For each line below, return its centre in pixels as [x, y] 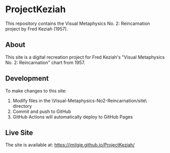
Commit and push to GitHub [42, 111]
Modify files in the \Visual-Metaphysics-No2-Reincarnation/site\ [80, 101]
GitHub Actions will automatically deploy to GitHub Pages [73, 117]
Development [27, 79]
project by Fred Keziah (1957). [37, 28]
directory [22, 106]
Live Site [19, 132]
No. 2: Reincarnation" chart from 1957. [45, 63]
